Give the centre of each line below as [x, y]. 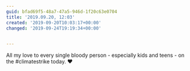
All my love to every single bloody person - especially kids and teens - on [95, 55]
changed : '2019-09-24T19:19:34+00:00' [54, 28]
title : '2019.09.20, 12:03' [41, 17]
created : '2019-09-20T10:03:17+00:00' [54, 22]
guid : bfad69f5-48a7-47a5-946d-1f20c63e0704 [62, 12]
